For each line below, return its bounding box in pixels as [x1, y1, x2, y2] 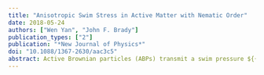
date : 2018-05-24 [8, 19, 65, 27]
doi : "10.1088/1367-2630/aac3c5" [8, 48, 118, 55]
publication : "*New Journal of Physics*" [8, 41, 146, 48]
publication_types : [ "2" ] [8, 33, 93, 41]
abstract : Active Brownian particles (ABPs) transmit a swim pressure [8, 55, 244, 63]
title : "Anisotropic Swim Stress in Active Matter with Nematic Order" [8, 11, 247, 20]
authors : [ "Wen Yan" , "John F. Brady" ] [8, 26, 139, 34]
